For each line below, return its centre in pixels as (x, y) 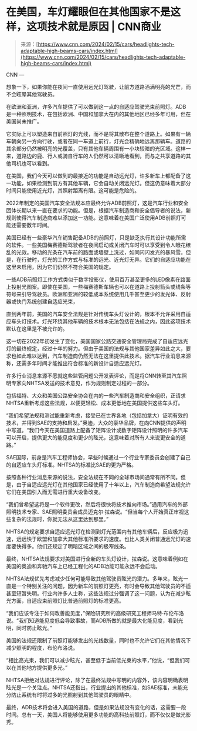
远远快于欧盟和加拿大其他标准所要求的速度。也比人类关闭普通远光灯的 (101, 539)
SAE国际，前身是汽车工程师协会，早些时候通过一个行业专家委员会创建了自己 (98, 457)
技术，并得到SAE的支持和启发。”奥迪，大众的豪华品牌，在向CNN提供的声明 (96, 423)
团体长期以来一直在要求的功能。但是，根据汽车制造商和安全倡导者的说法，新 (98, 210)
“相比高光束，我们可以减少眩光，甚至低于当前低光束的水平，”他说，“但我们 (96, 660)
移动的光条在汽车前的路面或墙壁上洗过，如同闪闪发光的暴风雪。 (108, 252)
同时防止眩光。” (34, 627)
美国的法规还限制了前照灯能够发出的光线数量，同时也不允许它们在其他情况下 (98, 640)
